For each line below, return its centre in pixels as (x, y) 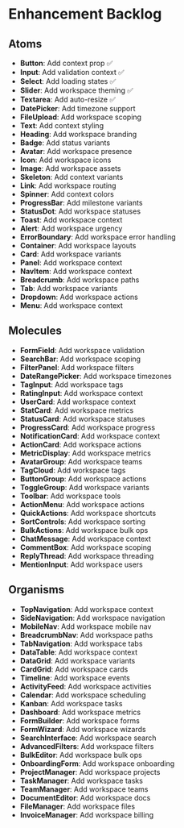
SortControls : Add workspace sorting (83, 522)
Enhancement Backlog (85, 14)
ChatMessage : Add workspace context (85, 539)
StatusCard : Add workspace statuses (82, 418)
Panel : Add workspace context (71, 262)
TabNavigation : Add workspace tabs (81, 643)
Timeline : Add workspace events (75, 677)
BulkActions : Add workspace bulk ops (84, 530)
